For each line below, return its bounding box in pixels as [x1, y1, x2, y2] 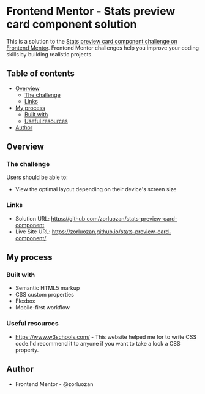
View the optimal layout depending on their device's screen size [15, 186, 177, 193]
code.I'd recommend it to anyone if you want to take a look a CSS [15, 339, 181, 347]
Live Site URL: [15, 228, 51, 235]
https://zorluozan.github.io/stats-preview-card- [51, 228, 172, 235]
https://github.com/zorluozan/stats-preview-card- [51, 214, 177, 222]
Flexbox [15, 297, 35, 305]
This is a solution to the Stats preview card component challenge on [6, 37, 177, 45]
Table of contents [6, 69, 75, 79]
